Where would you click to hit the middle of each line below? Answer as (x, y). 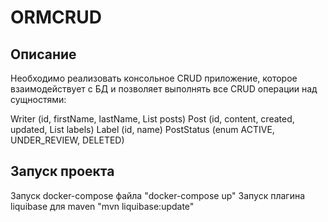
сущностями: (38, 99)
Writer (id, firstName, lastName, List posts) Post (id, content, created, (152, 119)
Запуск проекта (62, 171)
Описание (43, 54)
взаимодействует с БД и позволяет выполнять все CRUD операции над (164, 89)
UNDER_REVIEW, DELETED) (67, 140)
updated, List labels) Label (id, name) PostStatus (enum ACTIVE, (142, 129)
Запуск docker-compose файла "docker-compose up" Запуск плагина (158, 195)
